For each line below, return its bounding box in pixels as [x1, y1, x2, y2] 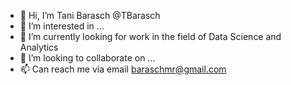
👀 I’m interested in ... [19, 20, 105, 32]
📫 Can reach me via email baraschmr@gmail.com [19, 63, 227, 75]
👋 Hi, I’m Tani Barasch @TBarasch [19, 10, 161, 21]
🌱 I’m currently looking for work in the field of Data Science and [19, 31, 282, 42]
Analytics [19, 41, 59, 53]
